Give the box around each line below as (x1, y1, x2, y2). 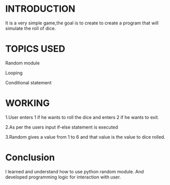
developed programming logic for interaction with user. (5, 174, 121, 180)
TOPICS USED (5, 43, 65, 55)
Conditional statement (5, 79, 52, 85)
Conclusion (5, 152, 55, 163)
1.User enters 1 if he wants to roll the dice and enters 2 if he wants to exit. (5, 114, 159, 120)
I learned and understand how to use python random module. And (5, 168, 144, 174)
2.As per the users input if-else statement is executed (5, 124, 118, 130)
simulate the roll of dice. (5, 25, 56, 31)
